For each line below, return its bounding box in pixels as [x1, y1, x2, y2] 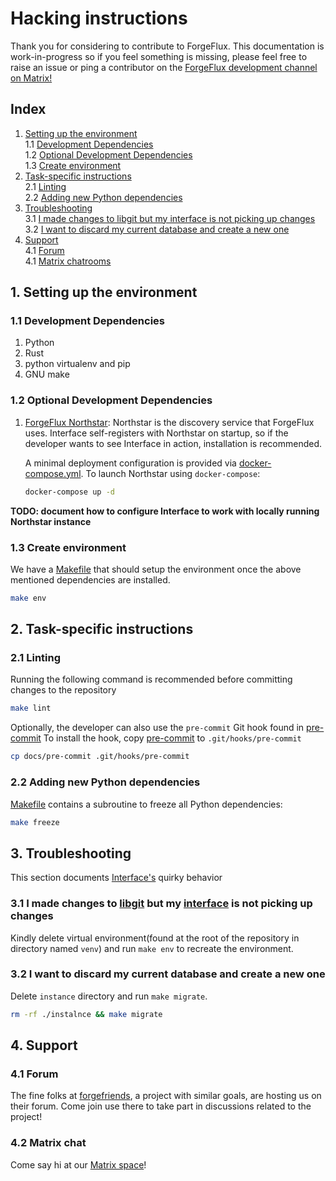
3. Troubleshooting [10, 845, 132, 862]
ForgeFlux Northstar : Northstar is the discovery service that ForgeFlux [24, 416, 315, 428]
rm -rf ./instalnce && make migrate [10, 1009, 163, 1019]
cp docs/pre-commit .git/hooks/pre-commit [10, 752, 190, 762]
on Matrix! [10, 72, 53, 84]
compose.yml [24, 467, 82, 479]
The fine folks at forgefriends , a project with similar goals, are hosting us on [10, 1090, 322, 1102]
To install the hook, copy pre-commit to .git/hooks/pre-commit [43, 732, 302, 744]
